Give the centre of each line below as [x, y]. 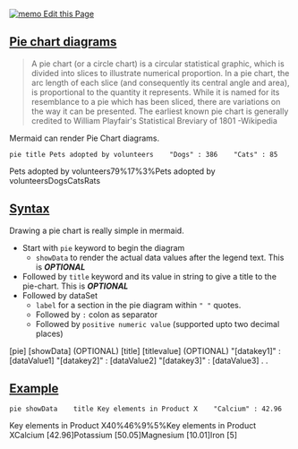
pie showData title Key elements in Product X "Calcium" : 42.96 [145, 409]
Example [34, 389]
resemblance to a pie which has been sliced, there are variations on [156, 101]
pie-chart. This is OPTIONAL [75, 286]
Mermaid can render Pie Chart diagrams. [84, 138]
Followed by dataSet [60, 295]
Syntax [30, 209]
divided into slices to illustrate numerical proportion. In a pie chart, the [160, 73]
